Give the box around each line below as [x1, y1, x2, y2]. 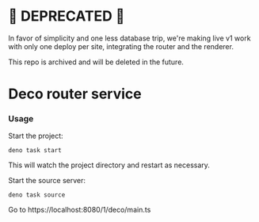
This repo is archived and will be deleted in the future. [8, 57, 185, 67]
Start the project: [8, 131, 63, 141]
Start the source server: [8, 176, 86, 186]
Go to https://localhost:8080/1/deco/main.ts [8, 205, 151, 215]
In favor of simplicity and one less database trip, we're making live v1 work [8, 33, 251, 43]
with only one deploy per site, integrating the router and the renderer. [8, 41, 234, 51]
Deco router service [8, 85, 142, 103]
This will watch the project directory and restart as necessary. [8, 160, 210, 170]
